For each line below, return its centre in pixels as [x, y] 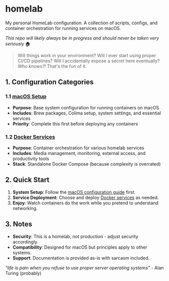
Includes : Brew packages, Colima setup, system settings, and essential [87, 113]
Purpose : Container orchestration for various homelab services [78, 148]
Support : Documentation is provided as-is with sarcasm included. [81, 258]
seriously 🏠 [18, 44]
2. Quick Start [27, 180]
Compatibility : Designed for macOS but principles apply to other [80, 247]
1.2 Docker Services [30, 137]
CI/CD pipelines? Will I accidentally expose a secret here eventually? [89, 61]
